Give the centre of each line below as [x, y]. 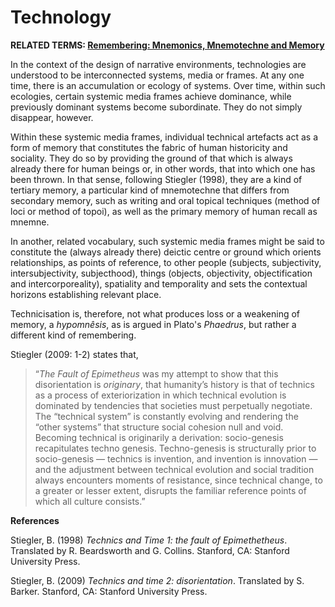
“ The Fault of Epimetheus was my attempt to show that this [156, 373]
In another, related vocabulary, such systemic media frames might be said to [167, 241]
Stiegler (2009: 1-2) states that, [74, 354]
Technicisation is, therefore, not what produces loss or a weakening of [155, 313]
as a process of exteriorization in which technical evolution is [160, 395]
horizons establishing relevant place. [86, 294]
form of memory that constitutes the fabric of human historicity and [149, 147]
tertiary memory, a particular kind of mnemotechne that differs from [150, 190]
